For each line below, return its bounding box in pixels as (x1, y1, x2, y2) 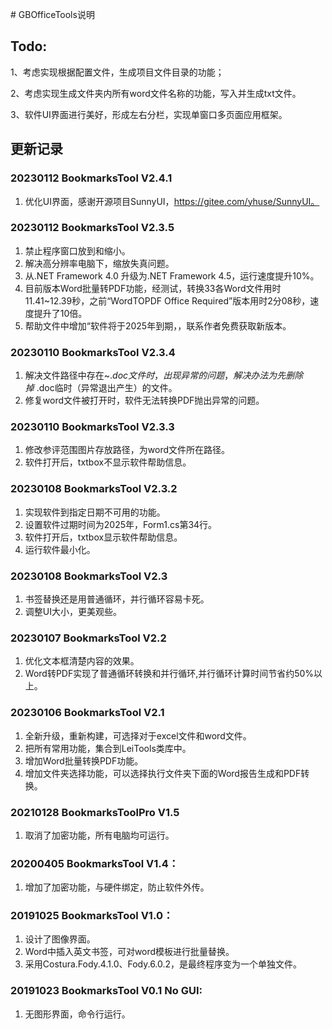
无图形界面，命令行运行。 (24, 1008, 131, 1020)
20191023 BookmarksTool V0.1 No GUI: (10, 984, 203, 998)
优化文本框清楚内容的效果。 (24, 655, 140, 667)
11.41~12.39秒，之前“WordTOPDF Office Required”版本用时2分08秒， (24, 294, 311, 307)
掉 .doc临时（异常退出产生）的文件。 (24, 382, 178, 394)
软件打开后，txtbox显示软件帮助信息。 (24, 531, 183, 543)
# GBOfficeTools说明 (10, 9, 95, 20)
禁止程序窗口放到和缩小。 (24, 244, 131, 257)
